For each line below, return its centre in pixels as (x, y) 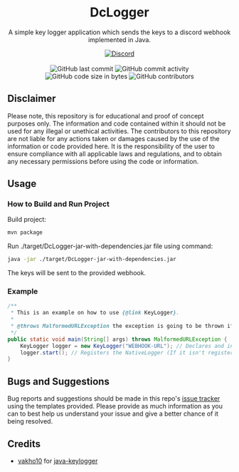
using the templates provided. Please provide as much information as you (115, 406)
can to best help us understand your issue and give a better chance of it (113, 414)
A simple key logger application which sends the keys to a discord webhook (119, 32)
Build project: (27, 220)
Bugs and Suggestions (59, 381)
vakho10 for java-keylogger (58, 461)
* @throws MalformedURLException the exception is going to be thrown (117, 326)
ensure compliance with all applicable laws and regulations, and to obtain (115, 153)
